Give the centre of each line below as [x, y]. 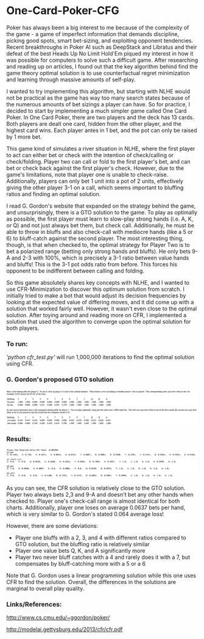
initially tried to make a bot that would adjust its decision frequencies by [96, 295]
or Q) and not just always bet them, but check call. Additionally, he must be [100, 225]
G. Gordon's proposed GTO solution [60, 379]
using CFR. [20, 363]
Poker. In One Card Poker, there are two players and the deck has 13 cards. [100, 117]
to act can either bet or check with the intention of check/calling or [90, 155]
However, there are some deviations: [52, 525]
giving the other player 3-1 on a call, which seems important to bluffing [95, 188]
